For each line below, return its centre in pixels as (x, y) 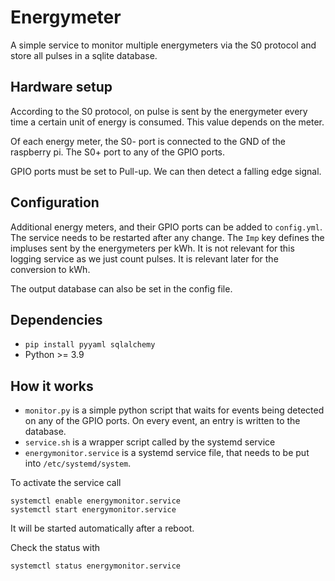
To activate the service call (66, 483)
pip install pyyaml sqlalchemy (90, 345)
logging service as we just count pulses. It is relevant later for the (144, 258)
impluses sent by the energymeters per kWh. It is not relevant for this (152, 248)
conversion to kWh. (50, 269)
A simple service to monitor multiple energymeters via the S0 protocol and (163, 45)
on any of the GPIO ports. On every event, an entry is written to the (162, 421)
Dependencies (56, 319)
